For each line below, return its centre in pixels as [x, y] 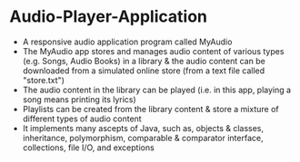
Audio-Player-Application [108, 17]
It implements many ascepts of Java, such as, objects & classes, [143, 128]
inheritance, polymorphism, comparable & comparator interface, [143, 138]
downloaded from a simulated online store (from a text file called [144, 71]
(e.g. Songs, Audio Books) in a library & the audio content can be [144, 61]
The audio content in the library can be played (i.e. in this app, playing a [157, 90]
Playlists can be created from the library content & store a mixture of [150, 109]
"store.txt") [44, 80]
